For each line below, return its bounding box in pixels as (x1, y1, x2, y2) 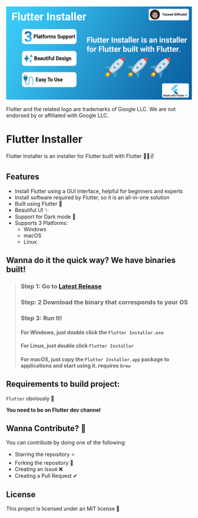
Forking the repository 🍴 (14, 459, 74, 467)
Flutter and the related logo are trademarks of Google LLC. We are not (6, 106, 176, 112)
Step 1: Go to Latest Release (20, 282, 102, 290)
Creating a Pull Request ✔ (14, 472, 78, 480)
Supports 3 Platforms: (14, 219, 68, 226)
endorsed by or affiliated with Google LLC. (6, 112, 109, 119)
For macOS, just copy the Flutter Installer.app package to (20, 355, 170, 362)
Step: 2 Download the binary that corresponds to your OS (20, 298, 189, 306)
